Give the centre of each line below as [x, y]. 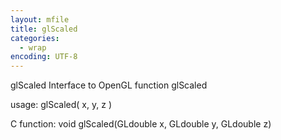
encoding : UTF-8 [44, 57]
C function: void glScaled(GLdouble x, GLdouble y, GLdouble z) [141, 124]
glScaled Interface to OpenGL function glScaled [109, 85]
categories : [35, 38]
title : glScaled [44, 29]
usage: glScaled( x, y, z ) [61, 105]
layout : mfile [40, 19]
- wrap [33, 47]
